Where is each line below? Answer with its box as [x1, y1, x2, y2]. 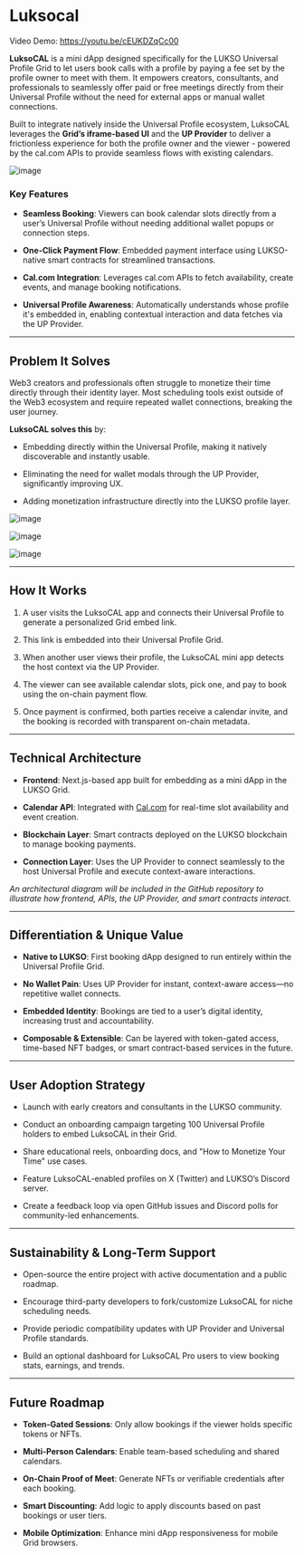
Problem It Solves [9, 353, 110, 369]
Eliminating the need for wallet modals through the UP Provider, [22, 468, 260, 480]
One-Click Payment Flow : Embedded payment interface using [22, 245, 256, 256]
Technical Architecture [9, 751, 142, 766]
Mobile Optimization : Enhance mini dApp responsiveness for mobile [22, 1527, 279, 1538]
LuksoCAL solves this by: [9, 424, 107, 435]
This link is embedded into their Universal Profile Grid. [22, 634, 224, 645]
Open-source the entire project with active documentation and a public [22, 1269, 288, 1280]
